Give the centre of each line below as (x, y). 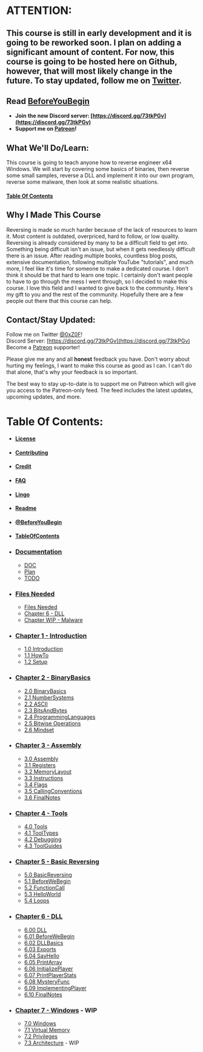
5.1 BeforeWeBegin (47, 881)
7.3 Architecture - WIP (52, 1043)
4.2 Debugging (43, 840)
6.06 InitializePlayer (48, 969)
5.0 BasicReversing (48, 875)
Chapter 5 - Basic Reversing (57, 862)
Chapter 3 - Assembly (48, 745)
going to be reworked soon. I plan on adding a (94, 42)
